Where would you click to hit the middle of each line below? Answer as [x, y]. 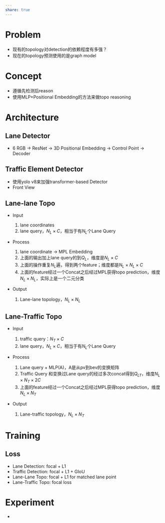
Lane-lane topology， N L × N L [50, 300]
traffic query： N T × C [42, 339]
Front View [23, 187]
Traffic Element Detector [44, 169]
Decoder [21, 153]
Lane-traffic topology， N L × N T [52, 415]
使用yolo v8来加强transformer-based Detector [60, 182]
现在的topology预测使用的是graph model [54, 55]
